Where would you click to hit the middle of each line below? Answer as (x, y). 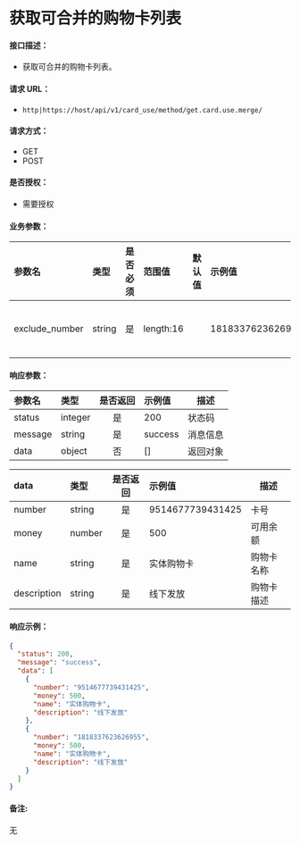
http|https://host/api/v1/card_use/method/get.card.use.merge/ (142, 110)
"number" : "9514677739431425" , (91, 687)
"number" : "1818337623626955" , (91, 738)
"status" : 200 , (46, 654)
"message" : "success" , (59, 663)
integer (76, 418)
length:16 (163, 329)
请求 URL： (30, 88)
